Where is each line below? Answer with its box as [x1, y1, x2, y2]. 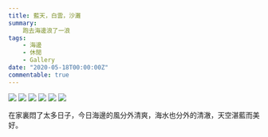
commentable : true [8, 71, 69, 79]
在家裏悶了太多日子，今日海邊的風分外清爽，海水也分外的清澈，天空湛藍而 [8, 110, 253, 119]
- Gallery [22, 57, 56, 65]
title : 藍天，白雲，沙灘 [8, 11, 81, 20]
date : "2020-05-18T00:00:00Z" [8, 64, 109, 72]
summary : [8, 19, 37, 27]
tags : [8, 33, 26, 42]
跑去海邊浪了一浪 [22, 26, 70, 34]
